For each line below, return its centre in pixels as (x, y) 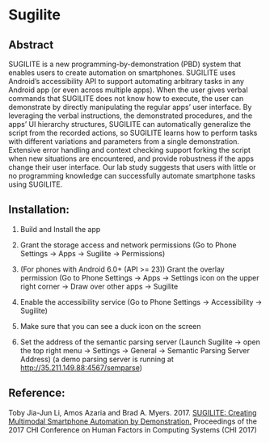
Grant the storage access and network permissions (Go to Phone (128, 245)
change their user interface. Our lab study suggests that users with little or (132, 167)
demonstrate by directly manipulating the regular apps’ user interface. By (130, 107)
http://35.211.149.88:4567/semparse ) (81, 367)
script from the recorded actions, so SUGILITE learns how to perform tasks (133, 133)
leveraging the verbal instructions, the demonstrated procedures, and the (131, 116)
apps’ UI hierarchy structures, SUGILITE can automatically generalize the (130, 124)
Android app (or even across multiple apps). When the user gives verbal (128, 90)
